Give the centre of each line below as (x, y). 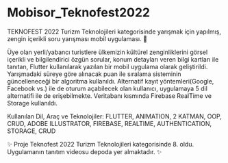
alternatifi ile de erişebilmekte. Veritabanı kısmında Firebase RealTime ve (110, 96)
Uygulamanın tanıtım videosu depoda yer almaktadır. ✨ (85, 151)
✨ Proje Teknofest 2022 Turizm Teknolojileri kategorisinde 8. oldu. (100, 144)
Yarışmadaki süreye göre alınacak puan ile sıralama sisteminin (94, 74)
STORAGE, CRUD (31, 131)
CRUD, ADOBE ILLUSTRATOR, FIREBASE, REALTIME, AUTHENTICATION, (110, 123)
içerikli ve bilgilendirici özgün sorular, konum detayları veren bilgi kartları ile (113, 59)
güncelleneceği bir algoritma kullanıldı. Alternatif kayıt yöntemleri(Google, (111, 81)
